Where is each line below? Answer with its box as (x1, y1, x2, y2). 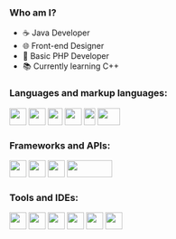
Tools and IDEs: (9, 191, 79, 204)
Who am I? (9, 6, 57, 19)
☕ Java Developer (22, 27, 90, 38)
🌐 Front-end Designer (22, 41, 105, 52)
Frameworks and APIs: (9, 139, 111, 151)
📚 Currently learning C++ (22, 61, 120, 72)
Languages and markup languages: (9, 87, 168, 100)
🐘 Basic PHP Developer (22, 51, 110, 62)
